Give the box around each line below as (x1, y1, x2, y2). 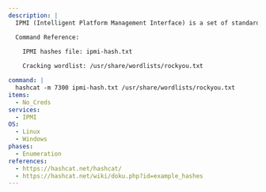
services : (8, 106, 41, 114)
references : (8, 157, 47, 165)
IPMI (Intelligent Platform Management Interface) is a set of (15, 19, 228, 27)
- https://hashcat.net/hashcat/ (15, 164, 123, 172)
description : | (8, 11, 59, 20)
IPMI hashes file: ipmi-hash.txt (22, 47, 133, 55)
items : (8, 91, 30, 99)
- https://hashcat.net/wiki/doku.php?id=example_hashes (15, 171, 203, 180)
